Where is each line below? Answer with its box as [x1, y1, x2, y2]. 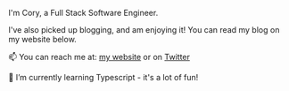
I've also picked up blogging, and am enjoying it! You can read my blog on [8, 25, 280, 34]
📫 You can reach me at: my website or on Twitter [8, 52, 191, 62]
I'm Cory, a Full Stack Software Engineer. [8, 8, 159, 18]
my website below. [8, 34, 77, 44]
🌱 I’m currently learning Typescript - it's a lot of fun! [8, 72, 199, 82]
